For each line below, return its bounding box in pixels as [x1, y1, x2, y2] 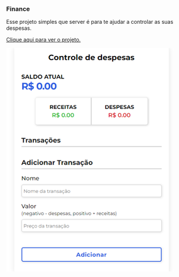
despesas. [6, 24, 32, 32]
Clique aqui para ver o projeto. [6, 36, 81, 43]
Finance [6, 5, 30, 13]
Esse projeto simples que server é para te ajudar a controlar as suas [6, 18, 174, 26]
